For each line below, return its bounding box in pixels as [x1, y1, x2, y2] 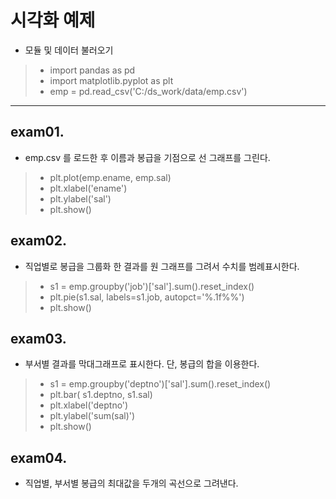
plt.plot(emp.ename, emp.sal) [49, 171, 172, 183]
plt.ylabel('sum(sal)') [49, 410, 136, 422]
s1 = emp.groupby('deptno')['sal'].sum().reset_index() [49, 378, 272, 390]
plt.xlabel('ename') [49, 182, 128, 194]
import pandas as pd [49, 64, 136, 76]
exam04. [10, 449, 68, 466]
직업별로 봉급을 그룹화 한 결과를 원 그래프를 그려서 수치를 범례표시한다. [24, 260, 300, 272]
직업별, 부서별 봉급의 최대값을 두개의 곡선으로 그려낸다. [24, 477, 239, 490]
